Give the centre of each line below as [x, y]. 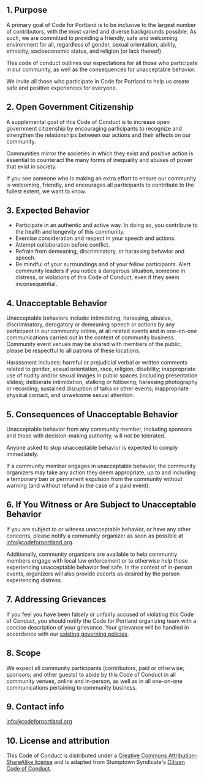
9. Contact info [35, 707]
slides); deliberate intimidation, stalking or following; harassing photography [102, 382]
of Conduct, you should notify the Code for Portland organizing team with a [101, 621]
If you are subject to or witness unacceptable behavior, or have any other [99, 529]
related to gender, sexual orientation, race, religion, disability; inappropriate [101, 369]
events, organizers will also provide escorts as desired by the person [93, 574]
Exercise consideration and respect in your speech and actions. [96, 238]
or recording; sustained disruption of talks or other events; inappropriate [97, 388]
